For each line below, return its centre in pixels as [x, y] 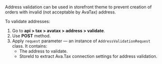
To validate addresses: [28, 21]
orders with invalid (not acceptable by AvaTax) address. [61, 12]
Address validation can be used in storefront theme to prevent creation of [78, 7]
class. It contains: [30, 46]
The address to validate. [43, 51]
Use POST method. [31, 36]
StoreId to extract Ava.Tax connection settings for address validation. [88, 56]
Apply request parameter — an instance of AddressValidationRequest [81, 41]
